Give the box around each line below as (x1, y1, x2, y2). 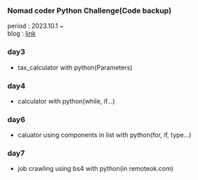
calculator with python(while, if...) (17, 96, 115, 105)
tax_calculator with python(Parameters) (17, 63, 133, 72)
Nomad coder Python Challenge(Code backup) (7, 6, 172, 16)
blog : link (7, 29, 36, 38)
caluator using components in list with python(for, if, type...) (17, 130, 192, 140)
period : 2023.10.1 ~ (7, 22, 64, 30)
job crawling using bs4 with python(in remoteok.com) (17, 164, 174, 173)
